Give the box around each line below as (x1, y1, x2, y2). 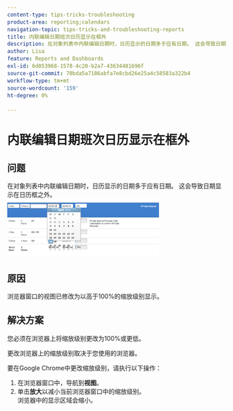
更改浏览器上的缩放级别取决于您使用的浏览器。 (7, 348, 141, 357)
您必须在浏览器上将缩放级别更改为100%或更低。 (7, 334, 146, 342)
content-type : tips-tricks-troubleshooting (7, 11, 135, 18)
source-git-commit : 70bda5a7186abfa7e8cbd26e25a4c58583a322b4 (7, 70, 191, 76)
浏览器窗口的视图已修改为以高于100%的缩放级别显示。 (7, 292, 164, 300)
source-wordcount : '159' (7, 84, 79, 92)
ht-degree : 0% (7, 92, 49, 99)
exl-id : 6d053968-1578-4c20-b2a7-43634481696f (7, 63, 144, 70)
